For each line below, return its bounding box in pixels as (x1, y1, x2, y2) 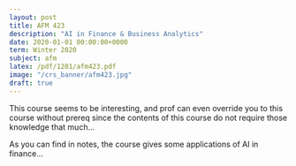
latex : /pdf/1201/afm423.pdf (9, 63, 117, 72)
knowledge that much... (9, 121, 95, 132)
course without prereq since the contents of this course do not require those (9, 112, 288, 123)
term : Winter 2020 (9, 46, 77, 55)
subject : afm (9, 54, 57, 63)
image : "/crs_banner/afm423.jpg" (9, 71, 133, 79)
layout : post (9, 12, 57, 22)
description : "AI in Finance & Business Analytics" (9, 29, 203, 38)
